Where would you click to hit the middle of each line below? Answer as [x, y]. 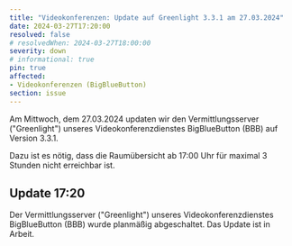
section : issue [38, 93]
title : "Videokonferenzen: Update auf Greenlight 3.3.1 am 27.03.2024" [146, 18]
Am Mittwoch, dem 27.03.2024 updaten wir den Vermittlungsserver [134, 119]
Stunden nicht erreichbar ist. [62, 165]
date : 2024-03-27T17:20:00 [60, 26]
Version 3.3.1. [34, 138]
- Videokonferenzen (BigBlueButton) [78, 85]
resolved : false [40, 34]
